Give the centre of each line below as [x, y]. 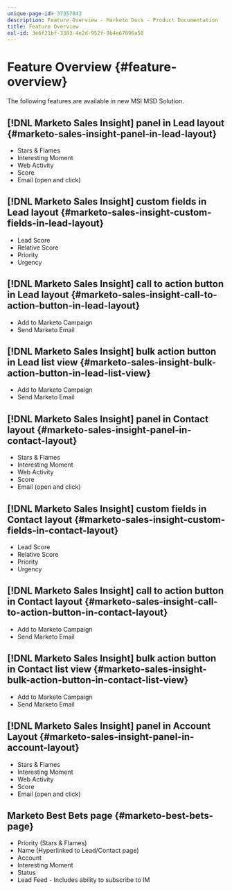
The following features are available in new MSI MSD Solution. [96, 101]
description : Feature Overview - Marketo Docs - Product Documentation [113, 20]
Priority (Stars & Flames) [52, 843]
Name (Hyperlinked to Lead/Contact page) [78, 851]
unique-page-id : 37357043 [44, 14]
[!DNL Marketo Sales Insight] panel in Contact [108, 419]
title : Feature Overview [43, 26]
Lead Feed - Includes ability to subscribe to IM [83, 880]
